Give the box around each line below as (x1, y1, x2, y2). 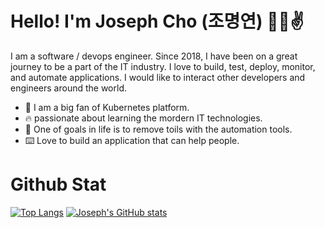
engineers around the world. (10, 82, 127, 94)
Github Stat (10, 173, 107, 196)
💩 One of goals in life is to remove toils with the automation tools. (24, 123, 293, 135)
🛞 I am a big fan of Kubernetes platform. (24, 101, 190, 113)
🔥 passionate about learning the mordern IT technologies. (24, 112, 263, 124)
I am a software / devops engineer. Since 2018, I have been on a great (10, 50, 298, 62)
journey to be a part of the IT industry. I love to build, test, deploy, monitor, (10, 60, 316, 72)
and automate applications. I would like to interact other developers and (10, 71, 306, 83)
